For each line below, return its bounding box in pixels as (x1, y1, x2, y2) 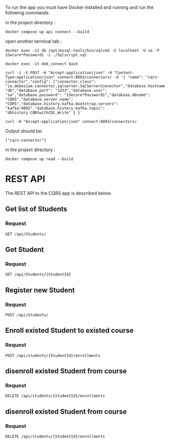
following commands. (5, 10, 50, 16)
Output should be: (5, 128, 43, 134)
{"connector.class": (53, 79, 96, 84)
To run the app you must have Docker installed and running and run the (5, 5, 154, 10)
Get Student (5, 246, 44, 254)
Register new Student (5, 286, 75, 294)
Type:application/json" (5, 75, 56, 80)
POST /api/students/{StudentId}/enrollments (5, 353, 101, 358)
